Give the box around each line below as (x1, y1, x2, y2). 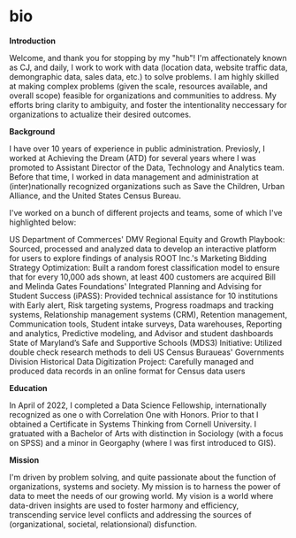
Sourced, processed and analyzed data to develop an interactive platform (9, 243, 277, 254)
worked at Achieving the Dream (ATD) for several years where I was (9, 152, 256, 163)
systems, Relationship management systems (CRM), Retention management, (9, 309, 288, 319)
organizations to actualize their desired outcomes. (9, 109, 192, 119)
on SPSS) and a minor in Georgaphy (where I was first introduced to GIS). (9, 437, 277, 448)
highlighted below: (9, 217, 77, 227)
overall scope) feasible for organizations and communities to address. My (9, 90, 277, 101)
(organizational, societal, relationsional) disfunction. (9, 519, 197, 529)
